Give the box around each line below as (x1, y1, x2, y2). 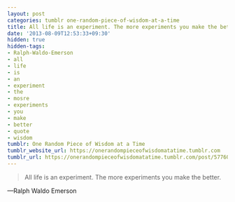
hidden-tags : (7, 43, 45, 50)
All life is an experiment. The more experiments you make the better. (24, 173, 222, 181)
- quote (7, 128, 30, 135)
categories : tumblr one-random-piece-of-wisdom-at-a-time (7, 17, 180, 24)
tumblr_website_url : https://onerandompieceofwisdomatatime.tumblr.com (7, 147, 220, 154)
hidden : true (7, 36, 45, 43)
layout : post (7, 10, 45, 18)
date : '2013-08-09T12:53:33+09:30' (7, 29, 111, 37)
